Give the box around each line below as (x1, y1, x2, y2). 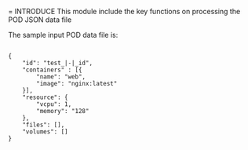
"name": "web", (36, 73, 86, 81)
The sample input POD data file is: (8, 31, 119, 39)
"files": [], (22, 121, 65, 129)
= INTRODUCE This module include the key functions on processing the (8, 7, 241, 16)
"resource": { (22, 93, 68, 101)
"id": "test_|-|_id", (22, 59, 93, 67)
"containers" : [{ (22, 66, 82, 74)
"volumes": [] (22, 128, 68, 136)
